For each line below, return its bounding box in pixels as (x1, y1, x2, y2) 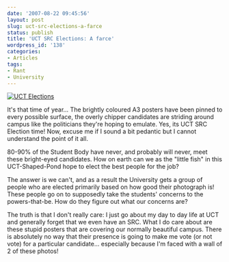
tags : (7, 61, 23, 68)
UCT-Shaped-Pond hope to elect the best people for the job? (7, 162, 179, 171)
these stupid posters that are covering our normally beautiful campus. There (7, 225, 222, 233)
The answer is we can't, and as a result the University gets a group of (7, 176, 203, 184)
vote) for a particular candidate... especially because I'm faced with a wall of (7, 240, 223, 248)
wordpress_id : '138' (7, 42, 66, 49)
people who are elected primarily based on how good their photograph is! (7, 183, 215, 192)
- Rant (7, 67, 26, 74)
